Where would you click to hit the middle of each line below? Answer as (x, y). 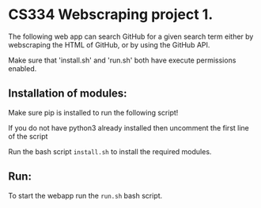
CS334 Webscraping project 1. (111, 15)
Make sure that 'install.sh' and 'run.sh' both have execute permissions (122, 60)
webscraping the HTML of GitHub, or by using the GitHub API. (109, 44)
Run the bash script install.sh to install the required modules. (110, 151)
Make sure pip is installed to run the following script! (93, 112)
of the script (28, 136)
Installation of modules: (68, 94)
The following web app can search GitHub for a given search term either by (131, 36)
